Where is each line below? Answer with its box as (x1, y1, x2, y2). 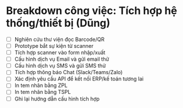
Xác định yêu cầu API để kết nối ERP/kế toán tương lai (14, 75, 144, 82)
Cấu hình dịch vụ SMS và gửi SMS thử (14, 62, 106, 69)
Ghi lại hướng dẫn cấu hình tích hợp (14, 95, 100, 102)
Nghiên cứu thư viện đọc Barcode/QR (14, 36, 105, 43)
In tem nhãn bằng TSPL (14, 89, 71, 96)
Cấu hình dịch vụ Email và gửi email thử (14, 55, 110, 62)
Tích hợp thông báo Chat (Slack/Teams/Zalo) (14, 69, 123, 76)
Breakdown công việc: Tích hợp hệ (6, 4, 178, 18)
